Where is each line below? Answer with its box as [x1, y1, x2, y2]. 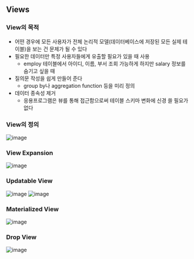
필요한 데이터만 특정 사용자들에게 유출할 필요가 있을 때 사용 [14, 52, 150, 59]
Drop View [6, 233, 37, 241]
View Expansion [6, 148, 53, 157]
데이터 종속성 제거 [14, 89, 56, 97]
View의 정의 [6, 120, 39, 128]
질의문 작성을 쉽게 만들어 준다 [14, 75, 82, 82]
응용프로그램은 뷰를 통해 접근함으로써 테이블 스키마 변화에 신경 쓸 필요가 [23, 97, 189, 104]
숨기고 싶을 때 [23, 67, 55, 74]
